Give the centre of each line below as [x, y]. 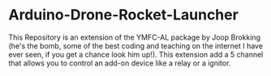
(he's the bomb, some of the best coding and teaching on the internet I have [136, 45]
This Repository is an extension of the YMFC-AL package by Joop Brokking [135, 37]
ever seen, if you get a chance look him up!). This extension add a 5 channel [136, 54]
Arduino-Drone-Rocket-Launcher [124, 15]
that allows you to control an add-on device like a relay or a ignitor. [120, 63]
